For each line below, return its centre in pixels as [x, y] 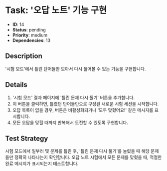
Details [16, 85]
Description [24, 56]
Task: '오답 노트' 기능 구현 [56, 10]
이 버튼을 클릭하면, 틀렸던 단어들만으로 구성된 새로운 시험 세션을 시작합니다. [85, 103]
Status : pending [29, 29]
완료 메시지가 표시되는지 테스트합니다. [42, 163]
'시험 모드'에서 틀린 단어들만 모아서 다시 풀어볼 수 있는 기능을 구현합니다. [76, 68]
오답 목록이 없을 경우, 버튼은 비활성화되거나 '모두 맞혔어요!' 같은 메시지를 [83, 110]
